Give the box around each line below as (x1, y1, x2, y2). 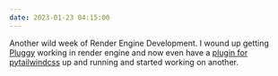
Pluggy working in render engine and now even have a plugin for (9, 46, 248, 58)
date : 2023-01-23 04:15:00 (9, 13, 110, 22)
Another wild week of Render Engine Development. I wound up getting (9, 38, 269, 48)
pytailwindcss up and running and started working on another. (9, 56, 239, 67)
